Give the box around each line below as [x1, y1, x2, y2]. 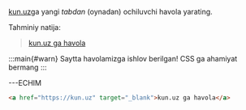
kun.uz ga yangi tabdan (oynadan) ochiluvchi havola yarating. [8, 7, 213, 16]
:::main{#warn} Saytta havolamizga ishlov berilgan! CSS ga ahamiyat [8, 54, 238, 63]
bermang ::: [8, 62, 47, 72]
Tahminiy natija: [8, 23, 61, 32]
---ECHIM [8, 78, 42, 87]
